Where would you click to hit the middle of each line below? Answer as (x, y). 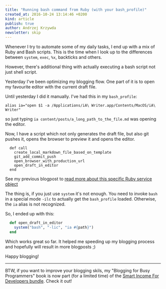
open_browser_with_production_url (49, 161)
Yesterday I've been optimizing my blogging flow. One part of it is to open (80, 82)
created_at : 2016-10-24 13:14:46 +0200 (46, 14)
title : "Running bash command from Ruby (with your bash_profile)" (76, 10)
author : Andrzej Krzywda (31, 28)
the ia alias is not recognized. (35, 204)
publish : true (20, 23)
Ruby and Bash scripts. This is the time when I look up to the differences (79, 52)
